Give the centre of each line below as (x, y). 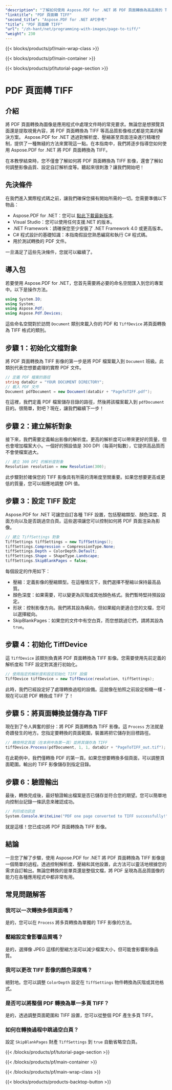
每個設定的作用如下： (28, 571)
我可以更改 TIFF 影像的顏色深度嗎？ (49, 970)
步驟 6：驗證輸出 (32, 782)
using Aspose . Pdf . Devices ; (34, 313)
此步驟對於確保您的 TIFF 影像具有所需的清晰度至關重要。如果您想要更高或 (83, 477)
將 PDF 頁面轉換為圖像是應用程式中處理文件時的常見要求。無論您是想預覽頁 (85, 124)
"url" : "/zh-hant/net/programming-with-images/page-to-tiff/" (73, 29)
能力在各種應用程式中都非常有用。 (41, 877)
